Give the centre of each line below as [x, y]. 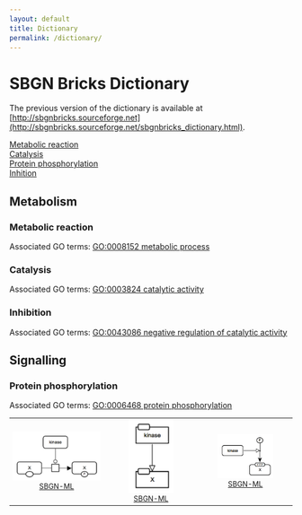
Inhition [23, 173]
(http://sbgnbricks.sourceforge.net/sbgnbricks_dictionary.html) [126, 127]
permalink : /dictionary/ [56, 38]
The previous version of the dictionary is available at [106, 109]
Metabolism [44, 201]
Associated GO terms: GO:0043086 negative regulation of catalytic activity [148, 332]
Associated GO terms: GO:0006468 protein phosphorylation [121, 406]
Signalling [38, 360]
